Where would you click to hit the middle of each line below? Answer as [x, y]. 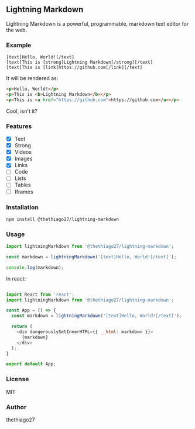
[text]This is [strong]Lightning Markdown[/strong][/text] [80, 63]
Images [23, 159]
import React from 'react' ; [40, 295]
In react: [16, 278]
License [18, 379]
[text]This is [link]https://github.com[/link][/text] [74, 68]
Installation [23, 207]
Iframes [24, 192]
